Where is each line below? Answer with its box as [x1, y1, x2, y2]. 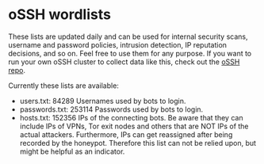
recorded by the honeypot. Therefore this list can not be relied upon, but [19, 138, 256, 147]
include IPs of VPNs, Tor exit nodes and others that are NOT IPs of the [19, 121, 249, 131]
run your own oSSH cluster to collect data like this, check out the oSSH [8, 57, 240, 67]
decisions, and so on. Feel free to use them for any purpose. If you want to [8, 48, 252, 58]
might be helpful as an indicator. [19, 147, 125, 156]
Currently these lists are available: [8, 81, 119, 90]
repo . [8, 65, 26, 74]
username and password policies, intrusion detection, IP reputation [8, 40, 228, 49]
